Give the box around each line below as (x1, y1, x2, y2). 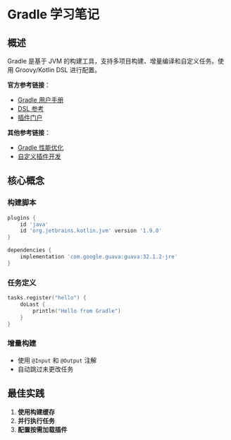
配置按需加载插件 (17, 425, 68, 434)
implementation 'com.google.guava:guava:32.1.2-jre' (20, 254, 178, 261)
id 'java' (20, 220, 49, 228)
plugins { (7, 214, 37, 221)
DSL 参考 (17, 105, 44, 113)
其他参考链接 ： (7, 129, 51, 136)
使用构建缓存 (17, 408, 55, 416)
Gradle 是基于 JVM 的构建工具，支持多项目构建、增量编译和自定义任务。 (7, 57, 218, 65)
